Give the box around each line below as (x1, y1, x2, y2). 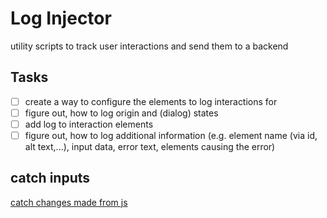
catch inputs (10, 170, 91, 187)
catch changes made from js (10, 196, 128, 208)
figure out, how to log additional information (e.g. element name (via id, (24, 129, 318, 141)
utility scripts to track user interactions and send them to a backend (10, 40, 289, 52)
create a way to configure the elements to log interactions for (24, 95, 278, 107)
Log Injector (10, 7, 112, 30)
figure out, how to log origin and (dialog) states (24, 107, 219, 119)
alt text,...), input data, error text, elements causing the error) (24, 141, 276, 152)
